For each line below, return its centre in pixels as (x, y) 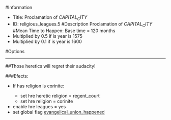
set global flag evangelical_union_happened (59, 112)
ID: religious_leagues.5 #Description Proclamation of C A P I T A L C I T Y (82, 24)
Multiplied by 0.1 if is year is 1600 (47, 41)
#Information (19, 7)
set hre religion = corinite (47, 101)
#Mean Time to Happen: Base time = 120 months (64, 31)
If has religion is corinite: (38, 86)
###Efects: (17, 76)
